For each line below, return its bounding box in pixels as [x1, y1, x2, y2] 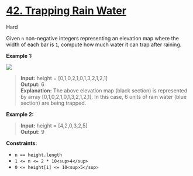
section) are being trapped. [20, 99, 87, 106]
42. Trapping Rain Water [6, 4, 127, 18]
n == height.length [14, 152, 63, 158]
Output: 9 [20, 128, 45, 135]
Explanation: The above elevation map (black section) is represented [20, 87, 188, 94]
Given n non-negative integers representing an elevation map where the [6, 34, 180, 42]
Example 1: [6, 52, 33, 59]
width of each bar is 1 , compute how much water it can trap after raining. [6, 41, 182, 48]
